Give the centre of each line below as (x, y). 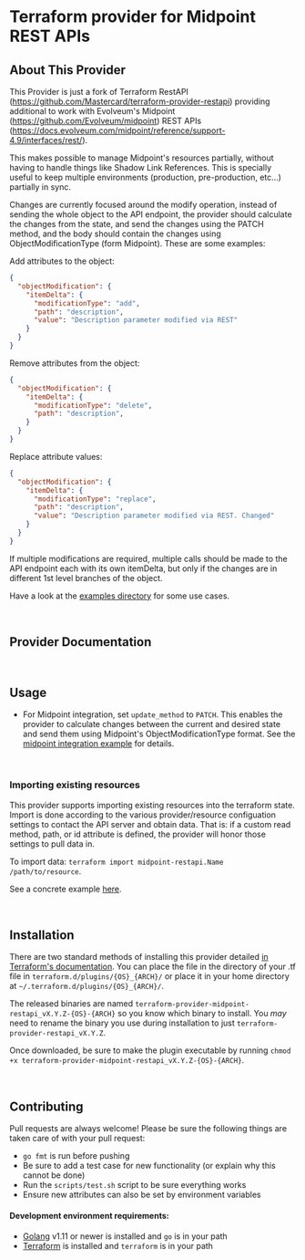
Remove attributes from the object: (75, 363)
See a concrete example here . (66, 889)
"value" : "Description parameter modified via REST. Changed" (154, 516)
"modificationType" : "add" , (87, 303)
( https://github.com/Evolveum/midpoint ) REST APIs (106, 121)
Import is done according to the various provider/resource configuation (142, 815)
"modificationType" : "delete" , (93, 405)
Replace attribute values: (56, 456)
